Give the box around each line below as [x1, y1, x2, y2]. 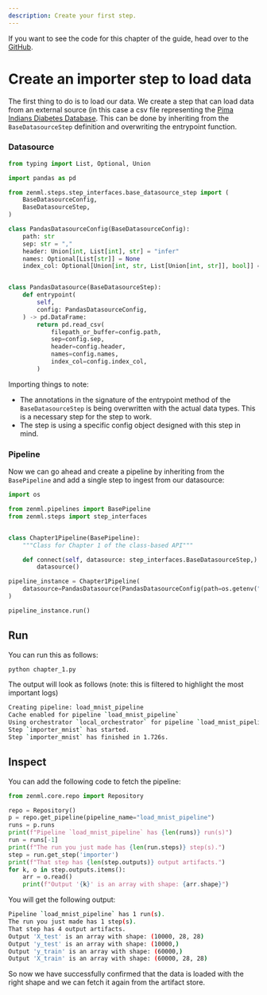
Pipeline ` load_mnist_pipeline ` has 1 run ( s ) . [8, 910, 165, 918]
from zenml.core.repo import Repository [8, 792, 145, 800]
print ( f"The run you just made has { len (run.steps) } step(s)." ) [8, 843, 226, 851]
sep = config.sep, [50, 336, 105, 344]
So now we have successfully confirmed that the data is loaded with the [8, 969, 244, 979]
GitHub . [8, 41, 33, 52]
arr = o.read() [22, 873, 73, 881]
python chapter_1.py [8, 665, 77, 674]
